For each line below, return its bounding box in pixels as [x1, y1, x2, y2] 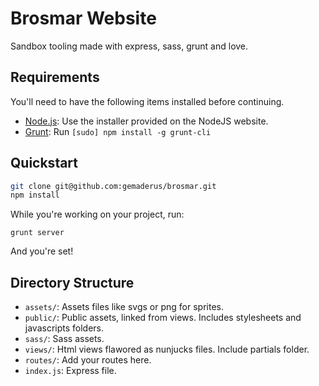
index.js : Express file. [24, 365, 117, 377]
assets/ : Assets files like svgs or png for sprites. [24, 301, 224, 313]
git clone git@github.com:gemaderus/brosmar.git [10, 181, 217, 191]
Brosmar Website [10, 7, 157, 30]
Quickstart [10, 155, 79, 172]
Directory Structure [10, 274, 135, 291]
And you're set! [10, 245, 74, 257]
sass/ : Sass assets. [24, 333, 105, 345]
